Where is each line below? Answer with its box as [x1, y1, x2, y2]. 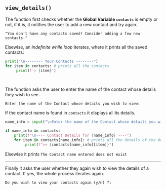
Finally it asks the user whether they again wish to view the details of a [5, 165, 149, 171]
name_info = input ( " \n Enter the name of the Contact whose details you [5, 119, 156, 124]
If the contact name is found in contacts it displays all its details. [5, 110, 136, 116]
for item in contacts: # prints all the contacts [5, 63, 110, 69]
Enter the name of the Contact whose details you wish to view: [5, 101, 140, 106]
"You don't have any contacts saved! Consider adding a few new [5, 31, 140, 36]
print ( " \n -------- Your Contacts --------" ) [5, 59, 98, 64]
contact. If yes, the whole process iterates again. [5, 170, 105, 176]
